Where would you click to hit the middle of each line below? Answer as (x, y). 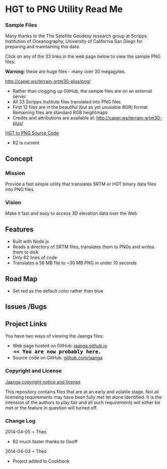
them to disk (25, 252)
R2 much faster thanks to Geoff (45, 441)
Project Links (26, 324)
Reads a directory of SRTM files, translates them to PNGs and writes (83, 247)
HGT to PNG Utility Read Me (64, 9)
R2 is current (26, 143)
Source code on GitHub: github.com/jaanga (58, 358)
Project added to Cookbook (41, 461)
